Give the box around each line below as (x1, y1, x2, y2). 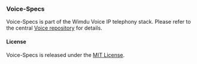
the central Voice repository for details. (6, 24, 103, 31)
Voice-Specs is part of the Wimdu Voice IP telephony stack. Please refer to (6, 18, 191, 25)
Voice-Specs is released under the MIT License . (6, 51, 125, 58)
